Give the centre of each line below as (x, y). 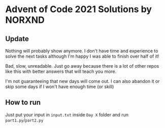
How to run (23, 102)
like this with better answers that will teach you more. (61, 71)
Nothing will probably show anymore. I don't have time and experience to (82, 51)
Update (17, 39)
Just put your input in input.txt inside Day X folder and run (67, 114)
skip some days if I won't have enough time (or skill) (60, 87)
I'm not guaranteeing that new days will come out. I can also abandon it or (82, 81)
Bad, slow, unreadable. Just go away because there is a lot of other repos (82, 66)
